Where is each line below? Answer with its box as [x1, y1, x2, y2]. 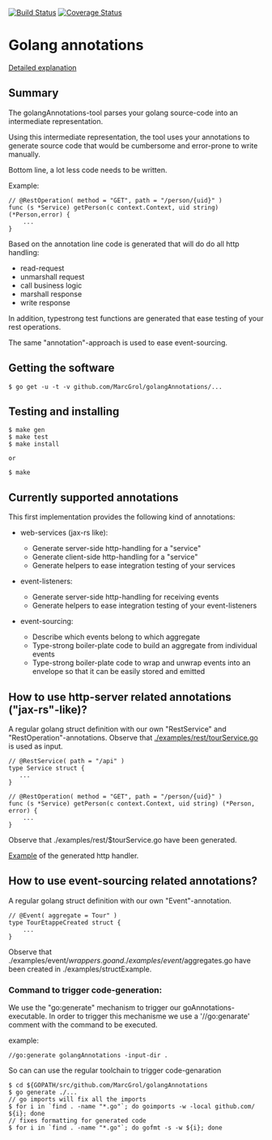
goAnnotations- [182, 1003, 235, 1013]
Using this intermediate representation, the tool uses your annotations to [8, 132, 250, 142]
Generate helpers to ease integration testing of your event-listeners [32, 600, 257, 611]
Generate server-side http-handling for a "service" [32, 544, 202, 553]
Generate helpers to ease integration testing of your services [32, 561, 236, 570]
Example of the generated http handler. [8, 851, 139, 860]
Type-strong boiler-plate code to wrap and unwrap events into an [32, 658, 251, 668]
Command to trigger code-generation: [8, 984, 163, 996]
